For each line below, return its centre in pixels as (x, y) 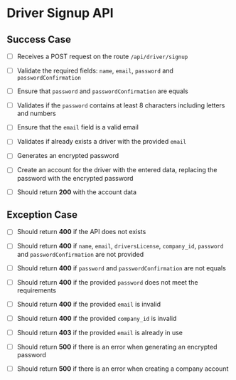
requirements (36, 290)
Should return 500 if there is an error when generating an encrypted (117, 347)
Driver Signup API (60, 13)
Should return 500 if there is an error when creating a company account (123, 369)
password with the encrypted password (75, 178)
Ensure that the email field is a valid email (78, 127)
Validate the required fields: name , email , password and (95, 71)
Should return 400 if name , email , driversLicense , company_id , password (120, 246)
